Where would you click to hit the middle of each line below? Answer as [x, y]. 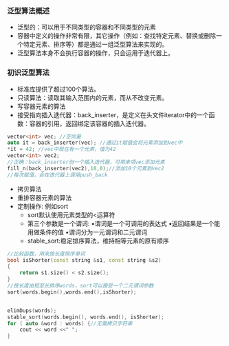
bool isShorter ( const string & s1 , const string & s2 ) [84, 260]
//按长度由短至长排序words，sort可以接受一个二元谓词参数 [80, 286]
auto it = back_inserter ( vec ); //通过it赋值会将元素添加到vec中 [95, 143]
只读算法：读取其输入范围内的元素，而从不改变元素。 [92, 97]
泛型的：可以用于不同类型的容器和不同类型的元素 [86, 27]
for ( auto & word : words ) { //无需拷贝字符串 [70, 323]
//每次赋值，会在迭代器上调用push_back [57, 175]
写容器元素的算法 [41, 106]
